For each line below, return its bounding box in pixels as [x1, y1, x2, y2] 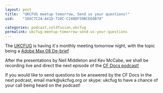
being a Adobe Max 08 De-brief [5, 48, 69, 54]
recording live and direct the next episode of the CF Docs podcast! [5, 63, 139, 69]
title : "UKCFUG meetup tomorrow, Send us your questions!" [5, 12, 130, 17]
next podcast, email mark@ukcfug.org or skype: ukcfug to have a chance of [5, 77, 158, 83]
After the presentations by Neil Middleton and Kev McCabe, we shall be [5, 57, 149, 63]
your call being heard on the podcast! [5, 82, 81, 88]
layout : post [5, 7, 32, 12]
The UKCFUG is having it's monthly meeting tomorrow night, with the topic [5, 43, 155, 49]
